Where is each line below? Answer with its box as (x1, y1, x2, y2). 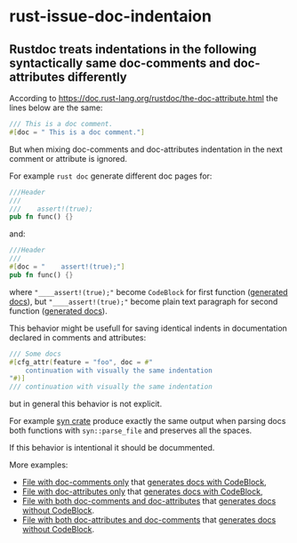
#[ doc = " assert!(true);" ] (9, 262, 125, 271)
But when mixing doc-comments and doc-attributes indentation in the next (9, 144, 283, 155)
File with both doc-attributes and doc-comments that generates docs (21, 515, 277, 525)
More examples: (9, 459, 68, 470)
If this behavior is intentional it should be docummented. (9, 443, 215, 453)
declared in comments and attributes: (9, 331, 147, 343)
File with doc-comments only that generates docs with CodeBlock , (21, 477, 267, 488)
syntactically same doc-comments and (9, 55, 231, 70)
